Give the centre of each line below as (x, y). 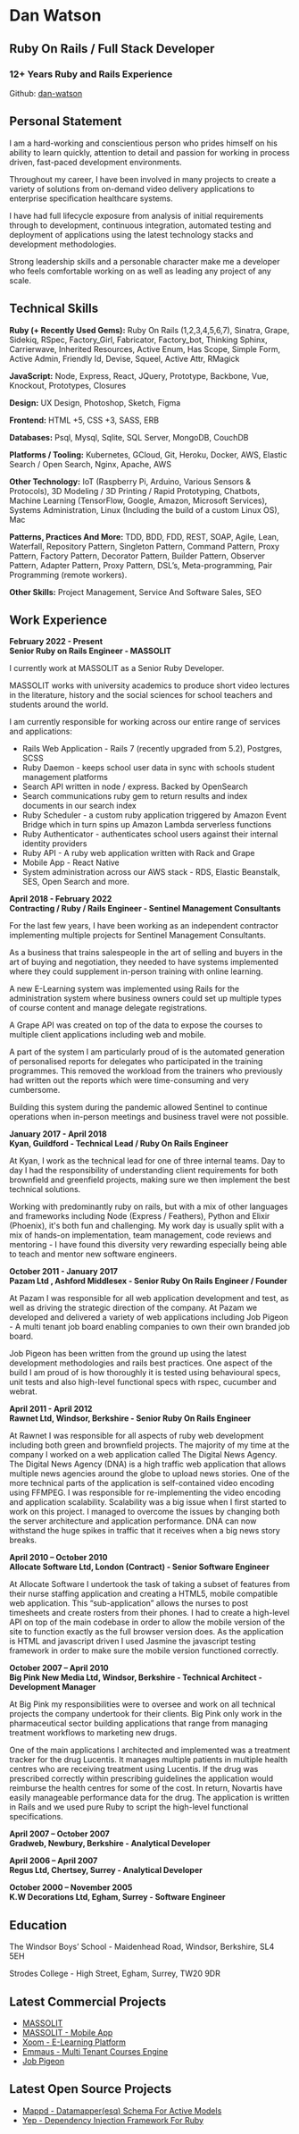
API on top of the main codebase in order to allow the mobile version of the (147, 1622)
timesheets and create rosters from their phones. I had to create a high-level (149, 1613)
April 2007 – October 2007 (59, 1834)
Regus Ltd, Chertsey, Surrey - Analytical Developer (106, 1870)
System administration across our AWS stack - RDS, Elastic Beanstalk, (151, 872)
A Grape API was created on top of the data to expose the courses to (136, 1025)
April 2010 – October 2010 (58, 1558)
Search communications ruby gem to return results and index (135, 796)
